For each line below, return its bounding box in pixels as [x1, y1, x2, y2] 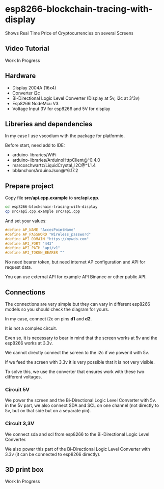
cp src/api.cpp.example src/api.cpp [5, 209, 80, 214]
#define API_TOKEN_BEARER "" [5, 250, 65, 255]
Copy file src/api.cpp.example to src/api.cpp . [5, 195, 100, 201]
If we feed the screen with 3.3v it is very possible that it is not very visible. [5, 359, 155, 365]
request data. [5, 264, 32, 270]
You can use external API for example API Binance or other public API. [5, 274, 147, 280]
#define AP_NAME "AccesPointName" [5, 227, 76, 232]
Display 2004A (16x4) [12, 85, 56, 90]
